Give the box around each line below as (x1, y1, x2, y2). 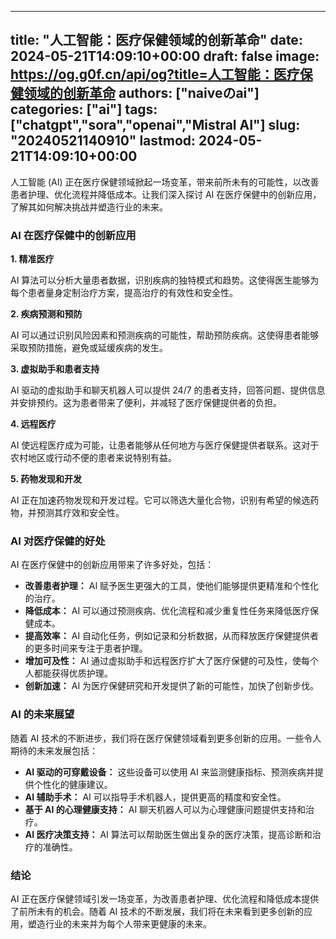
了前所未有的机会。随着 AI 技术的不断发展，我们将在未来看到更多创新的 (10, 906, 305, 917)
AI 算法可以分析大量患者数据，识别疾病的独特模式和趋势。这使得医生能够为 (10, 274, 320, 286)
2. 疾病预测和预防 (10, 308, 83, 320)
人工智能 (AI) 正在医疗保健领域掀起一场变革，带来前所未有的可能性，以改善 (10, 176, 320, 188)
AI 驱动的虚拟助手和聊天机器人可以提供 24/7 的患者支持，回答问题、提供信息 (10, 384, 326, 396)
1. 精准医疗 (10, 253, 55, 265)
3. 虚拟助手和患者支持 (10, 363, 100, 375)
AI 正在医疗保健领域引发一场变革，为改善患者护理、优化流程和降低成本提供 (10, 893, 320, 905)
